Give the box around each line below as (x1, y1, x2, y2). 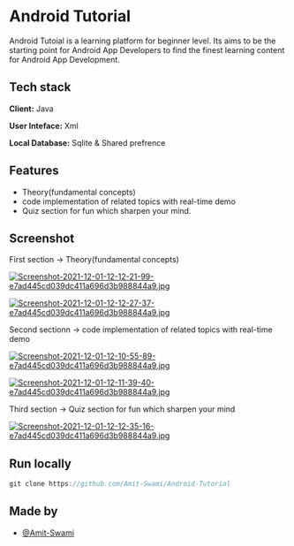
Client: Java (9, 103, 55, 114)
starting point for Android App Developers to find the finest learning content (9, 44, 285, 55)
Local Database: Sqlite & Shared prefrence (9, 137, 166, 148)
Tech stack (9, 80, 72, 95)
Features (9, 163, 59, 178)
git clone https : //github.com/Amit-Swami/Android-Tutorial (9, 480, 231, 489)
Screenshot (9, 231, 75, 246)
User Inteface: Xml (9, 120, 79, 131)
